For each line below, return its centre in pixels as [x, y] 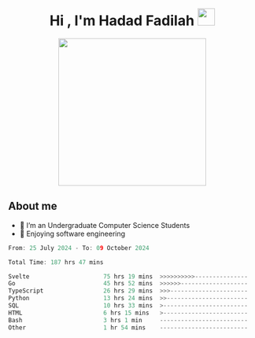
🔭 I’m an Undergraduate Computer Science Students [105, 225]
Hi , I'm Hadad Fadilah [122, 21]
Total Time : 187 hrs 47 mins [56, 262]
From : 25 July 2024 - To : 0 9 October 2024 [79, 248]
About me [33, 206]
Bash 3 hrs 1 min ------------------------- [128, 320]
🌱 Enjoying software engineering [72, 233]
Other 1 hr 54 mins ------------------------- [128, 327]
